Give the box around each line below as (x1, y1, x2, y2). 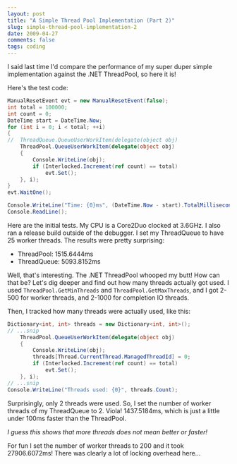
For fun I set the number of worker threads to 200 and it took (7, 441, 185, 450)
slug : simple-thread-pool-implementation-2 (7, 23, 138, 30)
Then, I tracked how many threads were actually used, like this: (7, 307, 190, 315)
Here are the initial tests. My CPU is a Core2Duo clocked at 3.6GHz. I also (7, 221, 221, 229)
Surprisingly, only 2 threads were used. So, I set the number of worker (7, 399, 212, 408)
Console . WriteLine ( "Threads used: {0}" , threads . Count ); (7, 386, 178, 393)
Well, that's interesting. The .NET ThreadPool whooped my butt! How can (7, 271, 220, 279)
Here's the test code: (7, 84, 68, 92)
